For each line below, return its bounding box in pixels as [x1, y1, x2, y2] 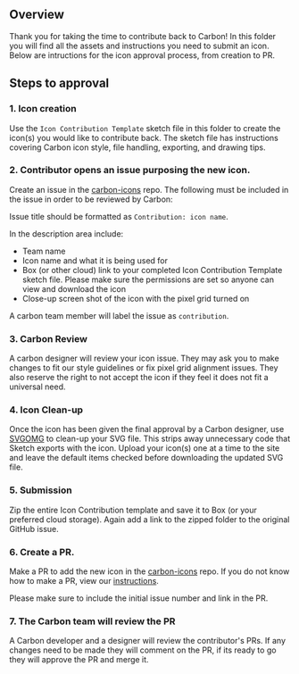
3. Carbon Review [9, 332, 87, 345]
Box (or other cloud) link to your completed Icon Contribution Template [21, 264, 283, 275]
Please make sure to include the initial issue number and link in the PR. [9, 593, 269, 603]
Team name [21, 245, 66, 256]
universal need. [9, 381, 66, 392]
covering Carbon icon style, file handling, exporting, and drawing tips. [9, 142, 266, 153]
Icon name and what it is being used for [21, 254, 168, 266]
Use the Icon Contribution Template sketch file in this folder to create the [9, 122, 281, 133]
